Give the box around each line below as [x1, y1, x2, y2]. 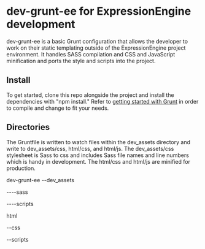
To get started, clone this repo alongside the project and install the [6, 91, 174, 99]
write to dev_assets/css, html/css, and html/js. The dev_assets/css [6, 145, 174, 152]
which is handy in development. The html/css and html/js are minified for [6, 158, 190, 165]
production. [6, 164, 36, 172]
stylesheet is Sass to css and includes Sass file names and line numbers [6, 151, 189, 159]
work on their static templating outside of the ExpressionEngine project [6, 44, 186, 52]
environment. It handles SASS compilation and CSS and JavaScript [6, 50, 176, 58]
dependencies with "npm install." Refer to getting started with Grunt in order [6, 98, 199, 105]
